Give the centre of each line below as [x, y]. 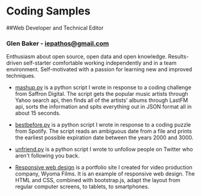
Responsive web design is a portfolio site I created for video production [104, 168]
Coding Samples [48, 11]
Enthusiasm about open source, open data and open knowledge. [87, 57]
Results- [178, 57]
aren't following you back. [47, 156]
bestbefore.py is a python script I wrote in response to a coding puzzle [103, 125]
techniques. [21, 76]
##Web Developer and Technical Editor [55, 28]
